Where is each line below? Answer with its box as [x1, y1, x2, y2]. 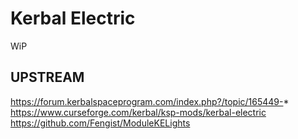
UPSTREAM [10, 69, 85, 86]
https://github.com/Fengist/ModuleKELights [10, 117, 191, 129]
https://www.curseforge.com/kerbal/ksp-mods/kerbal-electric [10, 106, 267, 118]
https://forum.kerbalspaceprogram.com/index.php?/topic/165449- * [10, 95, 290, 107]
